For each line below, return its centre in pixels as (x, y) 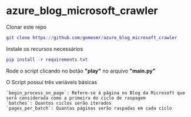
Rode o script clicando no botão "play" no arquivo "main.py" (81, 71)
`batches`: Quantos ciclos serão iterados (59, 103)
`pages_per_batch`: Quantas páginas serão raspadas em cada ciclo (89, 108)
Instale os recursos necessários (45, 49)
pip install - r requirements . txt (47, 60)
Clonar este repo (26, 27)
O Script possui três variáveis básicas (52, 82)
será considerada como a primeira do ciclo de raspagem (76, 98)
